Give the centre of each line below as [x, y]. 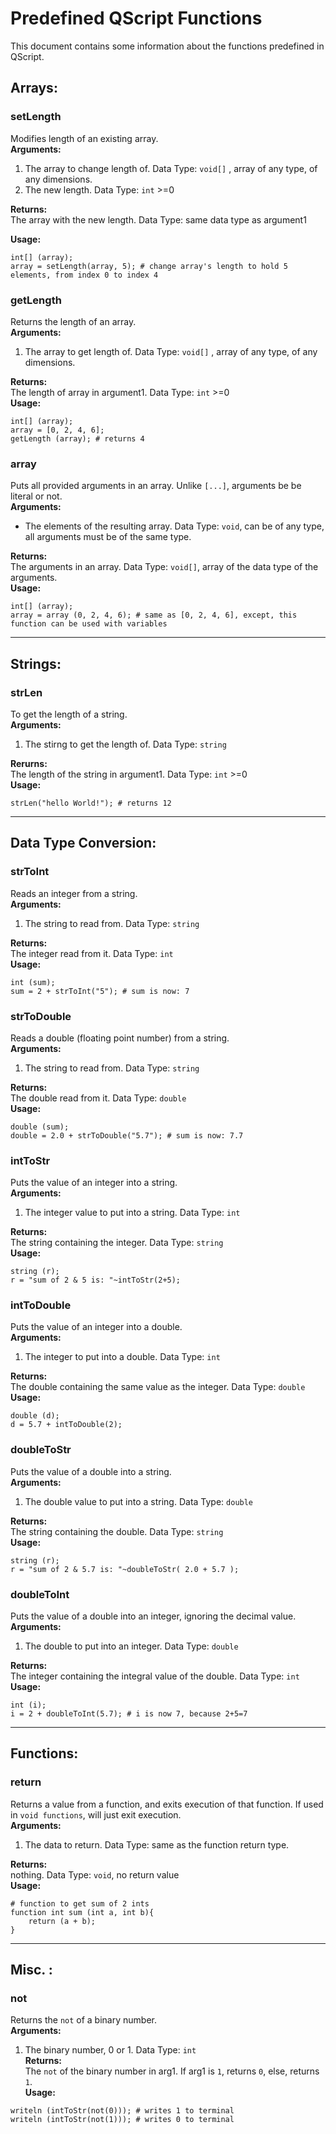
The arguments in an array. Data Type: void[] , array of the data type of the [164, 567]
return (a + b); [62, 1921]
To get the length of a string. [69, 714]
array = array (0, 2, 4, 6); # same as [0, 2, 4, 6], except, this [154, 615]
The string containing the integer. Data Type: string [117, 1243]
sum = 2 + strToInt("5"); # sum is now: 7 [100, 991]
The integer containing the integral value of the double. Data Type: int [155, 1676]
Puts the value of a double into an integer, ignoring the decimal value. [153, 1616]
